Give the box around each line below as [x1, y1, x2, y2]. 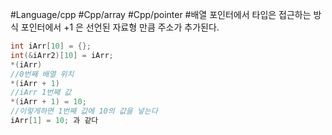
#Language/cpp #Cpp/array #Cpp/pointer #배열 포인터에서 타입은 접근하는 [10, 9, 312, 20]
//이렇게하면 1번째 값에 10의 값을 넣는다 [10, 106, 158, 117]
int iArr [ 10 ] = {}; [10, 41, 92, 51]
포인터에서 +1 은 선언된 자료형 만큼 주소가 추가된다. [20, 21, 220, 33]
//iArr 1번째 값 [10, 88, 72, 98]
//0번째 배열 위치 [10, 69, 75, 79]
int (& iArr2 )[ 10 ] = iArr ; [10, 50, 114, 60]
